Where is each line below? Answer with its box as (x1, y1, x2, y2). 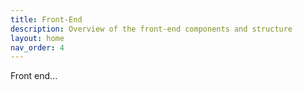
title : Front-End (10, 14, 83, 25)
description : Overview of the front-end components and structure (10, 24, 293, 34)
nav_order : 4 (10, 42, 65, 53)
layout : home (10, 33, 65, 43)
